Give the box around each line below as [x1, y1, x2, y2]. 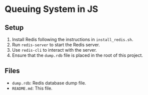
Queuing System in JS [4, 3, 98, 15]
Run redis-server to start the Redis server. [11, 42, 100, 48]
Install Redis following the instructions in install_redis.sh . [11, 36, 133, 42]
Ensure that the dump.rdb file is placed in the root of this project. [11, 52, 143, 58]
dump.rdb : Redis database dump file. [11, 80, 86, 86]
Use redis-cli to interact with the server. [11, 47, 97, 53]
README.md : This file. [11, 85, 53, 91]
